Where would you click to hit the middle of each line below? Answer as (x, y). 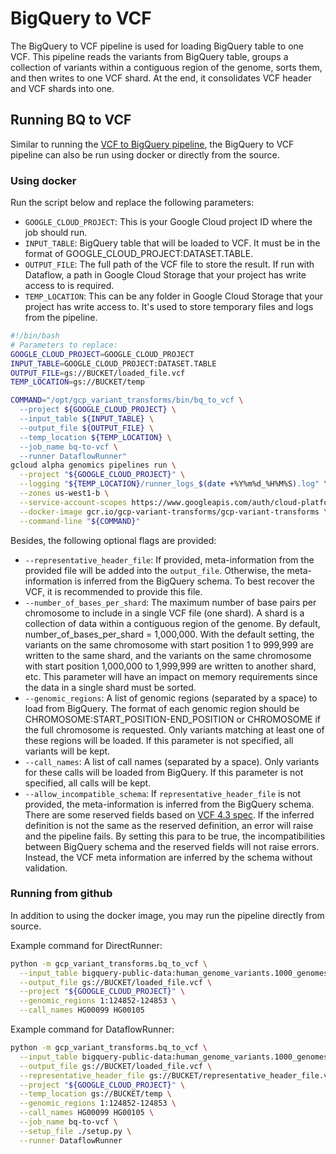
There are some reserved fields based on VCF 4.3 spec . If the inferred (169, 814)
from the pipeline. (61, 318)
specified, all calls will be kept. (88, 783)
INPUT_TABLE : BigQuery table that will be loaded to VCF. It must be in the (172, 243)
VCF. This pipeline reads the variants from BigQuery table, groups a (149, 56)
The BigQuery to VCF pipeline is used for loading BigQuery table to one (157, 46)
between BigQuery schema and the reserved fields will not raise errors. (172, 846)
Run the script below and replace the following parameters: (132, 203)
